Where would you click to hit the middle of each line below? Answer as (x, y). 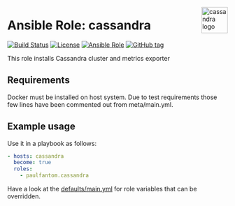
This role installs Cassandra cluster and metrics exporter (88, 58)
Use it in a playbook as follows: (52, 143)
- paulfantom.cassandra (55, 176)
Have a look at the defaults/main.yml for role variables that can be (102, 189)
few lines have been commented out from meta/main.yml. (90, 104)
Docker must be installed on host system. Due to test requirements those (112, 97)
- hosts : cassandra (36, 156)
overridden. (24, 196)
